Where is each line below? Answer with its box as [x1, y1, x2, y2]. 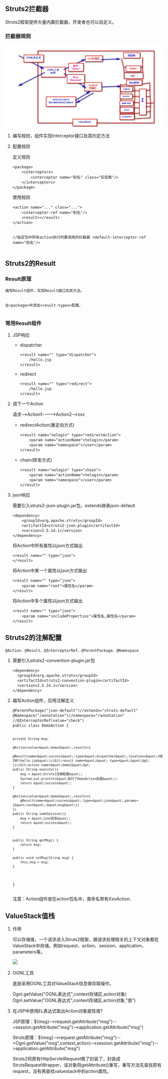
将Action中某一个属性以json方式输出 [12, 568, 87, 574]
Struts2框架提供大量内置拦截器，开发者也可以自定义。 [5, 19, 116, 25]
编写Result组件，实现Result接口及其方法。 [5, 288, 84, 293]
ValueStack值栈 [5, 912, 55, 921]
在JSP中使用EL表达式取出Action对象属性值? [12, 1008, 103, 1014]
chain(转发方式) [19, 457, 52, 463]
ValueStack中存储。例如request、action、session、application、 [12, 943, 146, 949]
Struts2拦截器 [5, 4, 49, 13]
